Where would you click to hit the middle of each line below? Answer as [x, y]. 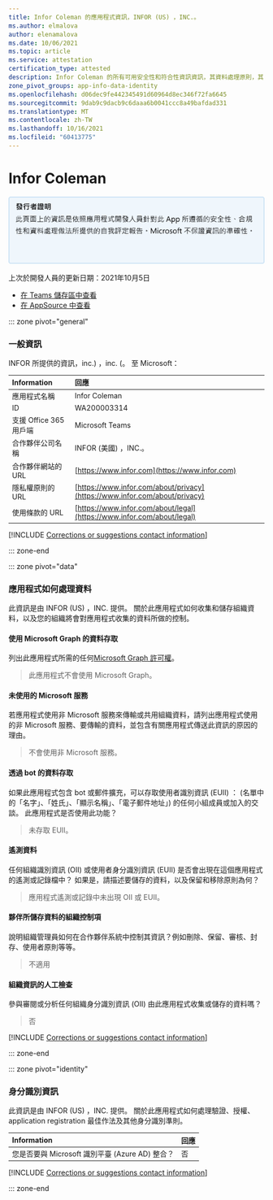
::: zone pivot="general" [48, 321]
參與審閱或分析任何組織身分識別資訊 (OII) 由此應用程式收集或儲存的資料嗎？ [135, 1004]
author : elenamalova [43, 34]
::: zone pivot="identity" [48, 1069]
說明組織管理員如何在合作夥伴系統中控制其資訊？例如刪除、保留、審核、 [129, 937]
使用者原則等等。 [51, 946]
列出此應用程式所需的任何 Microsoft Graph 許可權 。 [93, 658]
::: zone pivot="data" [43, 566]
